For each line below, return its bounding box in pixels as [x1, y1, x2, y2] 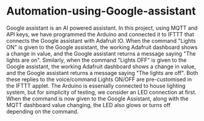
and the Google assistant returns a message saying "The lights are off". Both [6, 69, 199, 76]
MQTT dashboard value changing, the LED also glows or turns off [6, 101, 171, 108]
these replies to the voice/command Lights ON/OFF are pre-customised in [6, 76, 192, 83]
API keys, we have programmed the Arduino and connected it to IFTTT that [6, 30, 195, 38]
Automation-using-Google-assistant [6, 4, 196, 18]
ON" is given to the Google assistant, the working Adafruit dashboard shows [6, 44, 198, 51]
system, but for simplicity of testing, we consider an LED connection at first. [6, 88, 197, 96]
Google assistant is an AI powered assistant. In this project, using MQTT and [6, 24, 198, 31]
